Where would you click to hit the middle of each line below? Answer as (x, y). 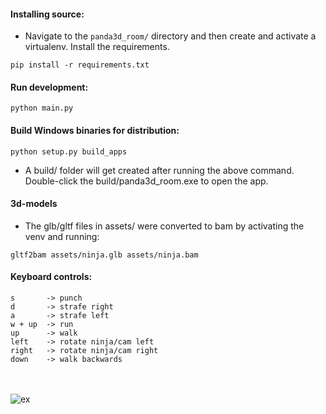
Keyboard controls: (51, 277)
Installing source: (47, 14)
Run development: (49, 87)
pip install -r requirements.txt (80, 65)
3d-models (34, 204)
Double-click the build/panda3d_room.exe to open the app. (146, 181)
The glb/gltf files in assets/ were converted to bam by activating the (164, 226)
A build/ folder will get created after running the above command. (159, 170)
